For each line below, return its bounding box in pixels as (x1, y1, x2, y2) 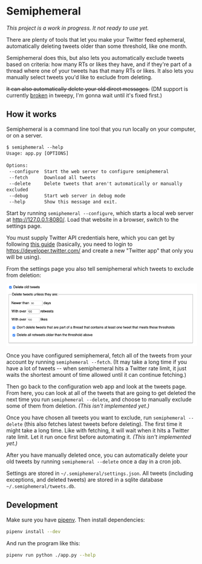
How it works (6, 109, 57, 119)
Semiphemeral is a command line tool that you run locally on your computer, (6, 125, 196, 133)
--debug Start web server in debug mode (8, 193, 126, 199)
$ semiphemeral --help (6, 144, 64, 150)
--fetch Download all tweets (8, 174, 96, 181)
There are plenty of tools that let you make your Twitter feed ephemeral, (6, 36, 186, 43)
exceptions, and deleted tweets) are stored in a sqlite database (6, 476, 163, 483)
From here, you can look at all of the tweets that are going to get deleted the (6, 389, 196, 396)
